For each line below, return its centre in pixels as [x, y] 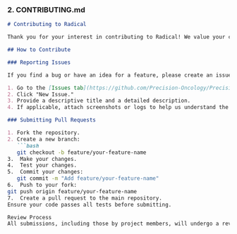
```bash [28, 145]
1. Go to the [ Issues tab [45, 88]
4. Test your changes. [42, 165]
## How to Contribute [39, 50]
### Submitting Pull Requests [52, 120]
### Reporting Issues [39, 62]
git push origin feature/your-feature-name [72, 191]
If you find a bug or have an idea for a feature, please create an [110, 75]
